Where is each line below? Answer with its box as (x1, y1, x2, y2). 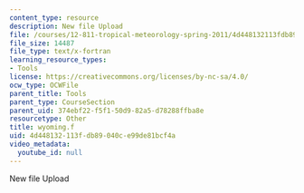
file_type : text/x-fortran (9, 47, 111, 56)
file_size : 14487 (9, 38, 75, 48)
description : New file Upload (9, 22, 124, 31)
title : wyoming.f (9, 123, 75, 132)
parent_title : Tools (9, 89, 88, 98)
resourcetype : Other (9, 114, 88, 123)
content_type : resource (9, 13, 100, 23)
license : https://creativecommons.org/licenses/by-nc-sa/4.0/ (9, 72, 249, 82)
